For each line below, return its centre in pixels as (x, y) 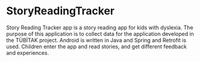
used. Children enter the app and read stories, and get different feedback (97, 46)
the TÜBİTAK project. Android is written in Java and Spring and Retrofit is (96, 40)
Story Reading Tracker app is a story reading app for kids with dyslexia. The (100, 27)
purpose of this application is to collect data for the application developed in (100, 33)
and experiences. (28, 52)
